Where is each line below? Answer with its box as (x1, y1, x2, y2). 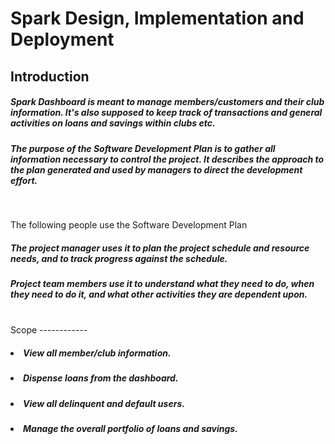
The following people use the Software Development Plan (10, 218, 248, 231)
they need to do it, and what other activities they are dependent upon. (10, 288, 308, 300)
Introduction (10, 68, 90, 85)
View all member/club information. (23, 347, 172, 359)
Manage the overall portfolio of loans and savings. (23, 422, 238, 434)
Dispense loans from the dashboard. (23, 372, 179, 384)
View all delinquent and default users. (23, 397, 185, 409)
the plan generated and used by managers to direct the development (10, 163, 303, 176)
